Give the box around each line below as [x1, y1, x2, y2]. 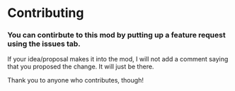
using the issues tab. [7, 39, 81, 49]
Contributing [7, 5, 84, 21]
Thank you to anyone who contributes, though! [7, 76, 144, 85]
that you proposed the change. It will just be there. [7, 62, 154, 71]
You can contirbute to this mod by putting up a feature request [7, 30, 226, 40]
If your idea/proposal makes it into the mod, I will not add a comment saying [7, 55, 229, 63]
